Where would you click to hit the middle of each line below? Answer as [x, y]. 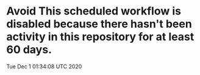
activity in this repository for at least [100, 37]
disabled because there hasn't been [99, 24]
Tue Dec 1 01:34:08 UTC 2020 [44, 66]
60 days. [29, 50]
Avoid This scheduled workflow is [94, 11]
